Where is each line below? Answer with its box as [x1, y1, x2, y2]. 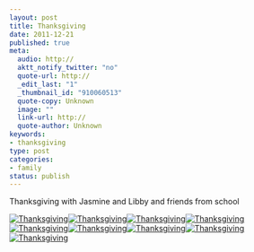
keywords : [9, 130, 47, 139]
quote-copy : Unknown [17, 96, 94, 106]
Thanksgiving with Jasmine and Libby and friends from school [9, 196, 240, 207]
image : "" [17, 105, 54, 114]
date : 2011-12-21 [9, 30, 74, 39]
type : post [9, 146, 50, 155]
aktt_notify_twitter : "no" [17, 64, 118, 73]
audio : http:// [17, 55, 74, 64]
